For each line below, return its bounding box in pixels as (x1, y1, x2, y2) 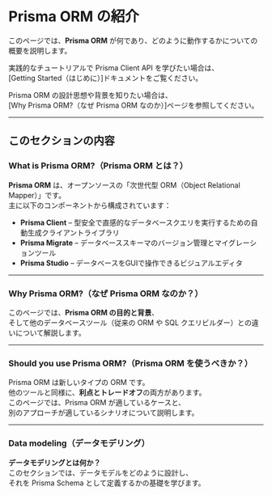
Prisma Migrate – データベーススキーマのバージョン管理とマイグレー (19, 238, 250, 247)
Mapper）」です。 (8, 190, 66, 200)
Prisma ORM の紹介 (8, 7, 140, 26)
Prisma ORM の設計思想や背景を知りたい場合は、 (8, 90, 172, 99)
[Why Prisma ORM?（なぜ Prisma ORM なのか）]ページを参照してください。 (8, 100, 259, 110)
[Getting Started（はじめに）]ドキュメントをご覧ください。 (8, 73, 203, 82)
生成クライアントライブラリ (27, 227, 120, 237)
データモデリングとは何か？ (8, 458, 101, 467)
